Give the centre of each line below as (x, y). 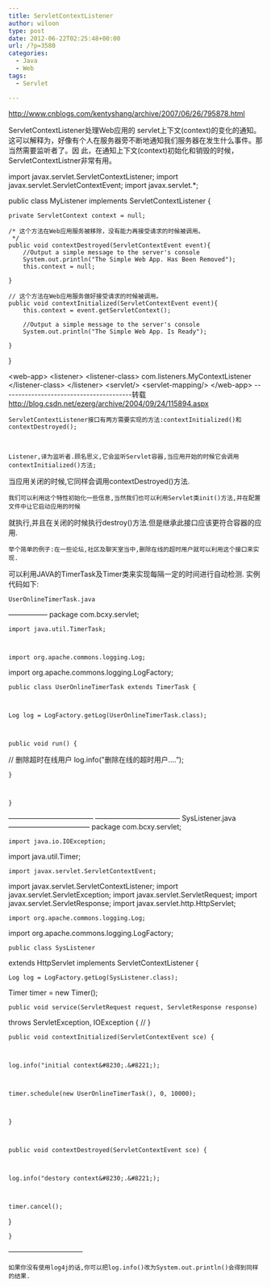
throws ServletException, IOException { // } (80, 1022)
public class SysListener (52, 948)
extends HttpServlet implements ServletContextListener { (104, 963)
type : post (27, 31)
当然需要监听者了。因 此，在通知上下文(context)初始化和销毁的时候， (123, 150)
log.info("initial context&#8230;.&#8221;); (84, 1065)
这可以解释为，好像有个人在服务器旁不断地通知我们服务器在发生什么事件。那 (135, 140)
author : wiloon (34, 23)
